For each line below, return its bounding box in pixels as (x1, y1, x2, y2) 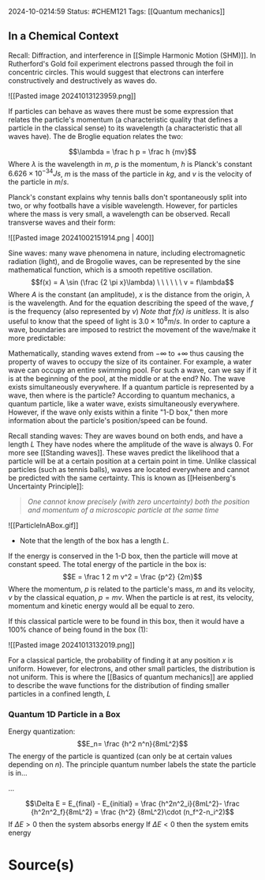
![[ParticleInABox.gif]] (8, 521, 79, 531)
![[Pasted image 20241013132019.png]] (8, 640, 136, 650)
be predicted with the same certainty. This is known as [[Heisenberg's (8, 474, 237, 483)
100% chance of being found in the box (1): (8, 625, 148, 635)
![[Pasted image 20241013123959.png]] (8, 91, 136, 100)
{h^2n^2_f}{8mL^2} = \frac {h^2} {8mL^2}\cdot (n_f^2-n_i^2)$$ (31, 807, 234, 817)
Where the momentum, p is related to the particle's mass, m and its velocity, (8, 584, 256, 594)
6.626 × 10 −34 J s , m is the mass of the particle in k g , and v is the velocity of (8, 168, 252, 179)
